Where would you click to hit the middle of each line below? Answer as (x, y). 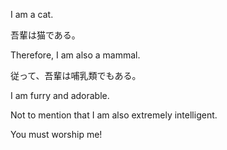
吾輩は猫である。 (45, 35)
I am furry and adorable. (60, 95)
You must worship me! (56, 134)
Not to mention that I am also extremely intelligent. (114, 115)
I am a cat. (32, 14)
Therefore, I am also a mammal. (75, 55)
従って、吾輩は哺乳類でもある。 (76, 75)
